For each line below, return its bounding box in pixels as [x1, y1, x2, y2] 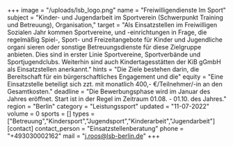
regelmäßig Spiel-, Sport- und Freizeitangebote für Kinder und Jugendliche [7, 36, 223, 44]
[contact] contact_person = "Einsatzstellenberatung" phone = [7, 125, 184, 132]
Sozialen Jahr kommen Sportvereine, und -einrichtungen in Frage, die [7, 28, 207, 36]
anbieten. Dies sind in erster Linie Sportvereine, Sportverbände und [7, 50, 201, 59]
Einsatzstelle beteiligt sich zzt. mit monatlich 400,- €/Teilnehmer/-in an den [7, 80, 223, 88]
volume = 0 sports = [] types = [7, 109, 95, 118]
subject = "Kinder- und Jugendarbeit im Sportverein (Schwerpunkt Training [7, 13, 224, 22]
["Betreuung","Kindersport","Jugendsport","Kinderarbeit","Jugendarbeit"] [7, 117, 216, 125]
